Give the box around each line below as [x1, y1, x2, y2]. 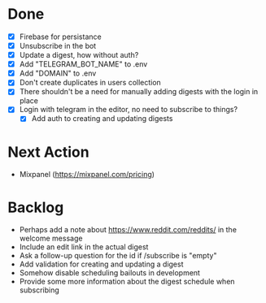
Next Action [7, 143, 90, 161]
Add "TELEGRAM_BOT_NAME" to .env [19, 59, 148, 69]
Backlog [7, 198, 64, 216]
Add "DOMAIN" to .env [19, 68, 97, 78]
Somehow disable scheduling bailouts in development [19, 268, 201, 278]
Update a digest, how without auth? [19, 50, 139, 60]
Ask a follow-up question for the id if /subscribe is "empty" [19, 251, 217, 261]
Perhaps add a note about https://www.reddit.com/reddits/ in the [19, 225, 238, 235]
